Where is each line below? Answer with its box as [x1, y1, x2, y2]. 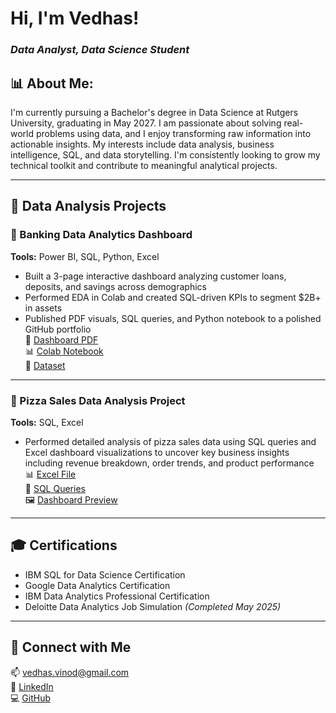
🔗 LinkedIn [10, 680, 54, 692]
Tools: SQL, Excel [10, 416, 84, 428]
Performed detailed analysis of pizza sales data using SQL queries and [24, 435, 317, 447]
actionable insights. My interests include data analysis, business [10, 138, 275, 150]
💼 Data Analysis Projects [10, 198, 167, 215]
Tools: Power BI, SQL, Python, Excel [10, 250, 160, 262]
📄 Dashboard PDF [24, 333, 99, 346]
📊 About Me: [10, 75, 94, 92]
